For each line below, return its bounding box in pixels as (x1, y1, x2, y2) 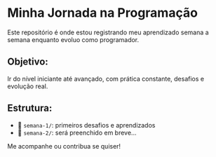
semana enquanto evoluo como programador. (7, 35, 140, 43)
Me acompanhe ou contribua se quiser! (7, 142, 121, 150)
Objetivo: (7, 56, 49, 68)
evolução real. (7, 82, 48, 90)
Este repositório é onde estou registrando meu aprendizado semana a (7, 28, 209, 36)
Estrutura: (7, 102, 53, 114)
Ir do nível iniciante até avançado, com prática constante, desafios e (7, 74, 205, 83)
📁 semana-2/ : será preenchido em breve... (17, 128, 137, 137)
